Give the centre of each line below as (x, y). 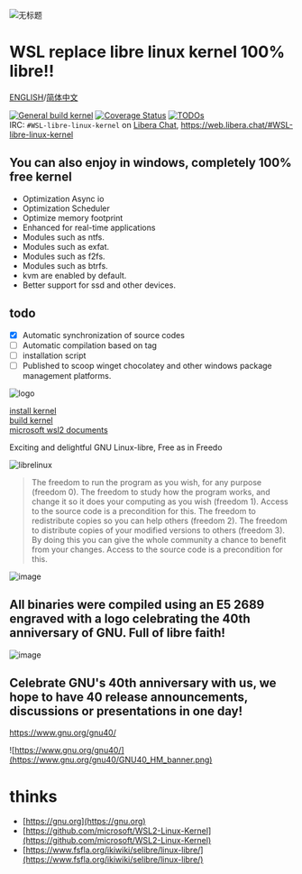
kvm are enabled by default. (74, 275)
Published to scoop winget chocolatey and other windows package (147, 365)
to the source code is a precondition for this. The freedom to (144, 511)
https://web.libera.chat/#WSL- (237, 124)
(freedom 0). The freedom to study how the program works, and (151, 492)
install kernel (33, 410)
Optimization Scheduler (66, 208)
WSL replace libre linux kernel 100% (147, 52)
